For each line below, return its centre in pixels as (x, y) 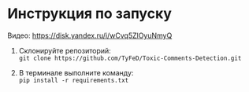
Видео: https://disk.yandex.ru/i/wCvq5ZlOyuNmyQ (90, 35)
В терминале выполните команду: (76, 72)
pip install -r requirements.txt (74, 80)
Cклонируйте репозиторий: (65, 50)
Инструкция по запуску (90, 14)
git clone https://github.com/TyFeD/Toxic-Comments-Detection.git (130, 58)
